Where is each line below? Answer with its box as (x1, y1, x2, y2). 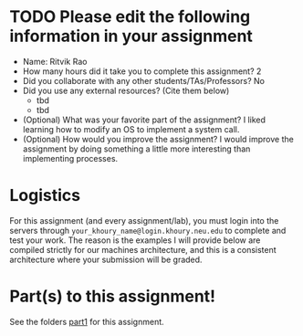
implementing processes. (22, 152, 119, 163)
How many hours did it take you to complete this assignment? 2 (22, 66, 262, 77)
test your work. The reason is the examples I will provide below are (9, 235, 261, 246)
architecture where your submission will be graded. (9, 254, 203, 265)
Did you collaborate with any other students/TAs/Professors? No (22, 75, 265, 86)
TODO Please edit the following (9, 6, 251, 27)
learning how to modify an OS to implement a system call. (22, 123, 240, 134)
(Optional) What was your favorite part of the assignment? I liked (22, 114, 266, 125)
